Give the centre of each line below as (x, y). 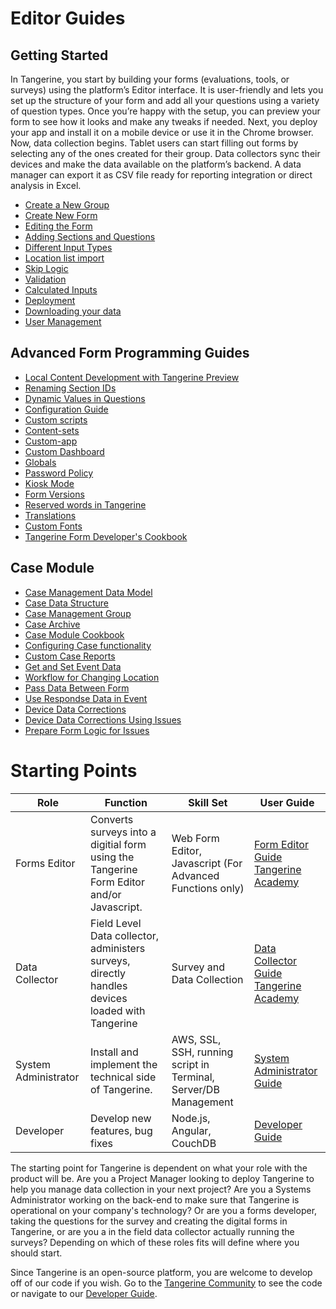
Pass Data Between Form (77, 688)
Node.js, (191, 1118)
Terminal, (193, 1077)
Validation (45, 279)
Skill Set (208, 802)
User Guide (287, 802)
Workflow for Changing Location (92, 677)
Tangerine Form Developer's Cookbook (106, 536)
